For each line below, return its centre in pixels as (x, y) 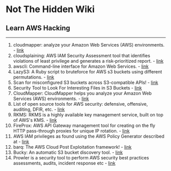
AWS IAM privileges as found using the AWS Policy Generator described (89, 136)
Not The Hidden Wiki (50, 9)
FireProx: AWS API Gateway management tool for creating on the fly (84, 125)
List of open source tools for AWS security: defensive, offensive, (80, 104)
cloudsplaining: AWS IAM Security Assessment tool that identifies (81, 56)
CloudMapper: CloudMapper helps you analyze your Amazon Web (82, 93)
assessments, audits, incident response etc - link (64, 163)
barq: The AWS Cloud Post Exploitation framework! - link (72, 147)
